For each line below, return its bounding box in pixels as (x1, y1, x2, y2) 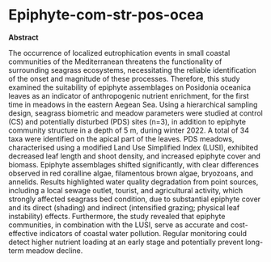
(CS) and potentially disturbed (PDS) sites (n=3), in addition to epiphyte (8, 116, 247, 126)
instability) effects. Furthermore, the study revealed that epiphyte (8, 211, 226, 221)
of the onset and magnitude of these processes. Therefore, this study (8, 74, 240, 83)
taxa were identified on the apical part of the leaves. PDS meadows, (8, 133, 235, 143)
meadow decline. (25, 245, 83, 256)
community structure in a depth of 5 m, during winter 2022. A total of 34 (8, 125, 249, 135)
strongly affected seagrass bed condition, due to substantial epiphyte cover (8, 194, 261, 204)
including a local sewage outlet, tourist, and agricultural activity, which (8, 185, 243, 195)
